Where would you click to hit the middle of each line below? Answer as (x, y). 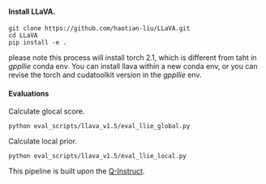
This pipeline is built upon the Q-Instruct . (77, 171)
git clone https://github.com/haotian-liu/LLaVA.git (99, 28)
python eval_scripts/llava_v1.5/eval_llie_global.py (99, 126)
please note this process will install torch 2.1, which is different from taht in (133, 58)
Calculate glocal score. (47, 111)
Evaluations (29, 93)
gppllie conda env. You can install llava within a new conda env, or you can (133, 66)
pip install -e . (38, 43)
